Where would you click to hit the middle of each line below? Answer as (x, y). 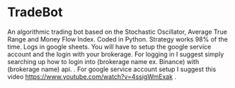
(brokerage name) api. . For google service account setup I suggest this (112, 69)
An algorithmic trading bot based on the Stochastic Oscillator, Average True (117, 32)
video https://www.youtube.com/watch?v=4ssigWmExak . (92, 76)
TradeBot (35, 12)
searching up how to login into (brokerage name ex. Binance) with (103, 61)
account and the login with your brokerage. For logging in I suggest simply (116, 54)
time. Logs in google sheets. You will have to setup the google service (109, 46)
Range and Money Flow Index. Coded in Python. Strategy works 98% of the (117, 39)
